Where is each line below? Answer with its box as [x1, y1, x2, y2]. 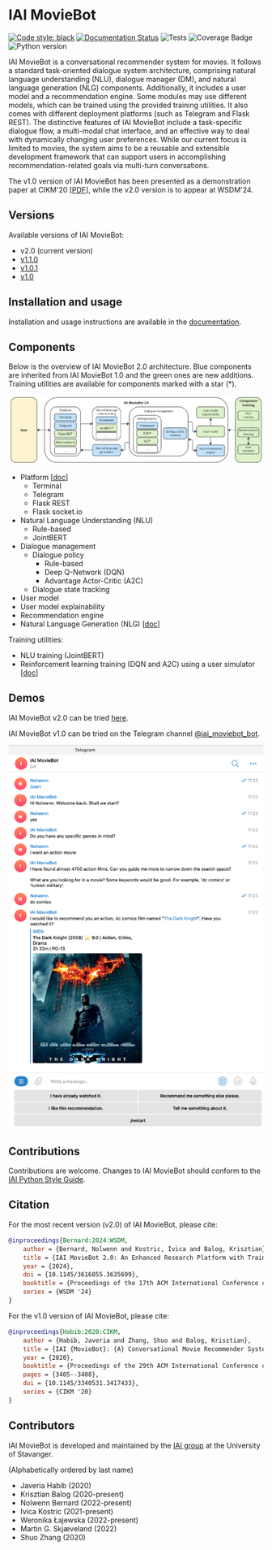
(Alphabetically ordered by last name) [8, 1465, 134, 1474]
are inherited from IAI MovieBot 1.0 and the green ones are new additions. [8, 370, 254, 380]
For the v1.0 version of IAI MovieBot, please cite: [8, 1310, 170, 1321]
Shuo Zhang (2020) [19, 1532, 87, 1542]
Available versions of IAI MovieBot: [8, 230, 124, 240]
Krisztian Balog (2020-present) [19, 1489, 125, 1499]
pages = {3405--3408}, [23, 1370, 100, 1379]
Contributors [8, 1419, 75, 1433]
